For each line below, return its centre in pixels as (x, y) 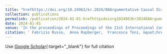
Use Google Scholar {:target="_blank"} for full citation (60, 46)
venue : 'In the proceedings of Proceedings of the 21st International (80, 28)
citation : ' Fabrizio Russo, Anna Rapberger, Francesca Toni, (73, 32)
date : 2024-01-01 (23, 23)
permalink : (16, 19)
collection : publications (32, 14)
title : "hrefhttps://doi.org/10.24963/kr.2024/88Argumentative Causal (80, 10)
